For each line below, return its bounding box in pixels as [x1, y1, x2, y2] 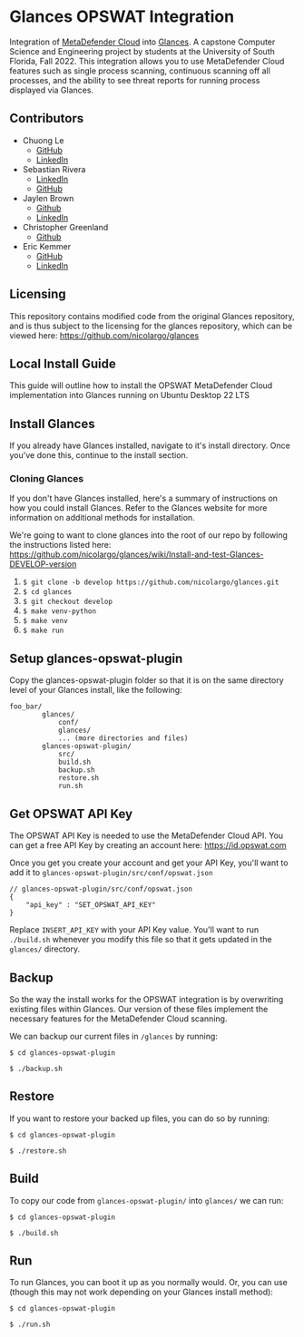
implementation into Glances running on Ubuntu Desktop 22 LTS [9, 390, 250, 401]
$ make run [22, 626, 64, 636]
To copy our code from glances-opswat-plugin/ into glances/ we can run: [9, 1195, 284, 1205]
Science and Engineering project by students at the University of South [9, 45, 275, 56]
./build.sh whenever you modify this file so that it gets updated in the [9, 934, 272, 945]
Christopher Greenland [22, 221, 109, 232]
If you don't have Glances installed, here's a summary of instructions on [9, 493, 279, 504]
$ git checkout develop [22, 597, 113, 607]
